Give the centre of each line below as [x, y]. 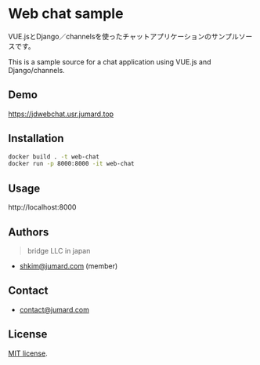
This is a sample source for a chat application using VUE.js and [110, 62]
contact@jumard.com [54, 309]
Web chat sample [66, 14]
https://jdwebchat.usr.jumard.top [61, 114]
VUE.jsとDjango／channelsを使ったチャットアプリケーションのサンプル [123, 36]
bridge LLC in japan [59, 250]
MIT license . [28, 353]
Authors [29, 232]
